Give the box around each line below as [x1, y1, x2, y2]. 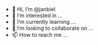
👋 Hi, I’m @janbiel [11, 6, 56, 12]
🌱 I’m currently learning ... [11, 18, 76, 25]
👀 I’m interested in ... [11, 12, 63, 19]
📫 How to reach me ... [11, 32, 68, 38]
